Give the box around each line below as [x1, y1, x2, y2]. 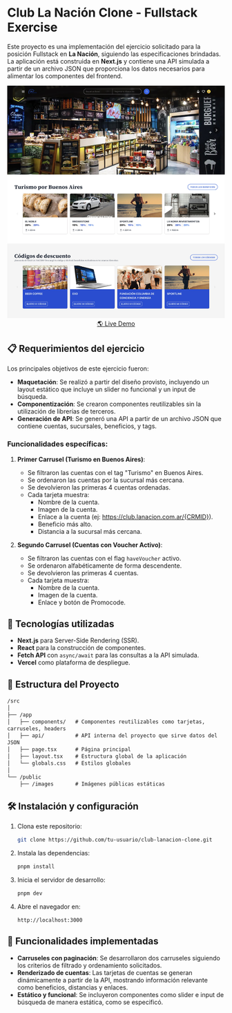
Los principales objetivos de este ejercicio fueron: [7, 364, 149, 373]
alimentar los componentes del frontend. [7, 71, 123, 80]
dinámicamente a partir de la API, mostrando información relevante [17, 976, 209, 984]
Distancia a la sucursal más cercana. [37, 527, 142, 535]
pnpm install [17, 863, 55, 870]
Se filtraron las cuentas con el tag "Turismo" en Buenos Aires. [27, 468, 204, 476]
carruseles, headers [7, 725, 67, 732]
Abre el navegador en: [17, 902, 81, 911]
